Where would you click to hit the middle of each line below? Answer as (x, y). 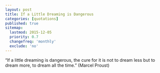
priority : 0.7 (24, 37)
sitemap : (14, 28)
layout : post (19, 10)
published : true (22, 23)
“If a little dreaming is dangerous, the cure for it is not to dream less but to (80, 60)
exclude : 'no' (24, 46)
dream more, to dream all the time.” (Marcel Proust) (57, 65)
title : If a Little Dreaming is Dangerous (49, 14)
